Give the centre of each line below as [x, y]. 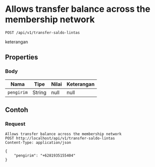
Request [15, 124]
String [39, 92]
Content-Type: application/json [38, 143]
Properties [22, 57]
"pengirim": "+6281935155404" [45, 156]
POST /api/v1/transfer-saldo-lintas [42, 33]
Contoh [17, 110]
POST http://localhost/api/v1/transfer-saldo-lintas [60, 138]
